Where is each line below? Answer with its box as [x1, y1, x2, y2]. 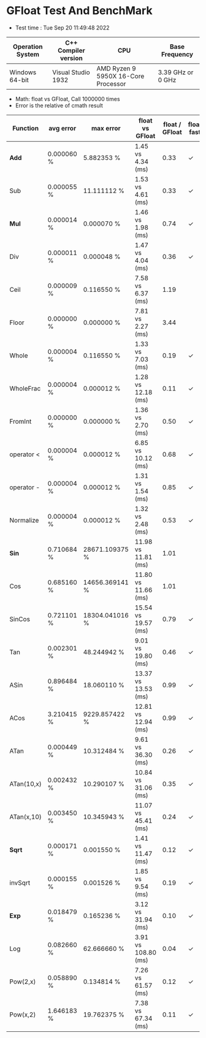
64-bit [9, 75, 29, 84]
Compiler [57, 46, 85, 55]
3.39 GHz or [158, 68, 194, 77]
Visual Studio [51, 68, 90, 77]
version [60, 53, 83, 62]
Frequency [161, 50, 194, 58]
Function [12, 124, 39, 132]
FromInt [9, 417, 32, 426]
